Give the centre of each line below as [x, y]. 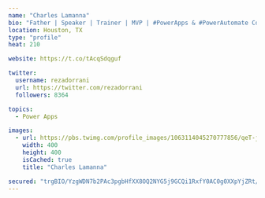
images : [21, 130]
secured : [22, 181]
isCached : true [47, 159]
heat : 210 [24, 45]
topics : [21, 109]
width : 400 [40, 145]
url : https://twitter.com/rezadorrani [79, 87]
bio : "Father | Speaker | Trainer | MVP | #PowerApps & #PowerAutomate [128, 23]
